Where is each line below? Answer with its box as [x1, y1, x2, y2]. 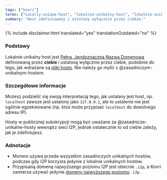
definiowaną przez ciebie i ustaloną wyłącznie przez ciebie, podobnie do [5, 59, 155, 65]
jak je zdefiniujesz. [5, 129, 43, 135]
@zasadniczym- [119, 64, 153, 70]
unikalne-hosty [5, 124, 36, 130]
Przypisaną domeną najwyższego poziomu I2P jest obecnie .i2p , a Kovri [12, 164, 162, 170]
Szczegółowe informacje [5, 82, 66, 89]
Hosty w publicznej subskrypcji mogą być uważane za [5, 119, 117, 125]
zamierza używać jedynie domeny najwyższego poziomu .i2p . [12, 169, 143, 175]
